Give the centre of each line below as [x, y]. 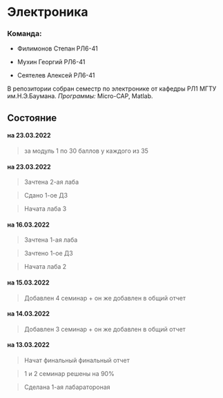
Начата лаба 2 [45, 267]
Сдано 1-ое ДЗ [46, 196]
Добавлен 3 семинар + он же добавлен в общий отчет [105, 329]
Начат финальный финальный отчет [77, 361]
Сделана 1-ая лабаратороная [67, 387]
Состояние [32, 118]
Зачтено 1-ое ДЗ [49, 254]
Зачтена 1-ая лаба [51, 240]
